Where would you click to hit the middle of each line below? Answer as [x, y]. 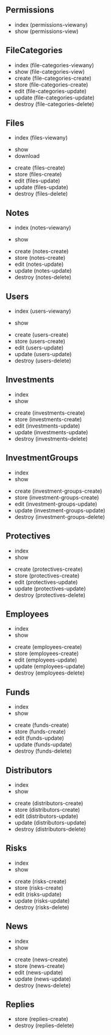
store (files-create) [38, 174]
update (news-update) [43, 979]
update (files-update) [41, 187]
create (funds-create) [42, 725]
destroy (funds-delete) [43, 751]
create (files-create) [40, 168]
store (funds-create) [40, 732]
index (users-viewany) [43, 311]
